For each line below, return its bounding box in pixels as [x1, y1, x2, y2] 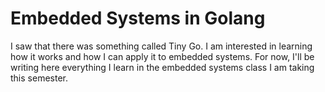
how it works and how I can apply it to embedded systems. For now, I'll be [10, 50, 315, 62]
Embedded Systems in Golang [10, 7, 266, 30]
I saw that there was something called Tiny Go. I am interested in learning [10, 40, 313, 52]
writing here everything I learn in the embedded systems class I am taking [10, 61, 315, 73]
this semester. [10, 72, 68, 84]
